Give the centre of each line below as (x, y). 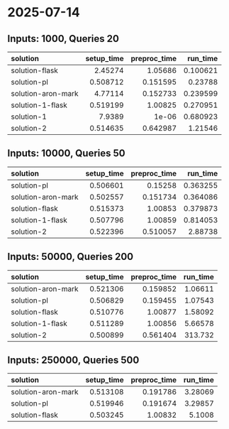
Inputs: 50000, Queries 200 (71, 257)
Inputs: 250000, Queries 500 (73, 360)
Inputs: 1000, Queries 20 (63, 39)
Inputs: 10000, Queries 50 (66, 153)
